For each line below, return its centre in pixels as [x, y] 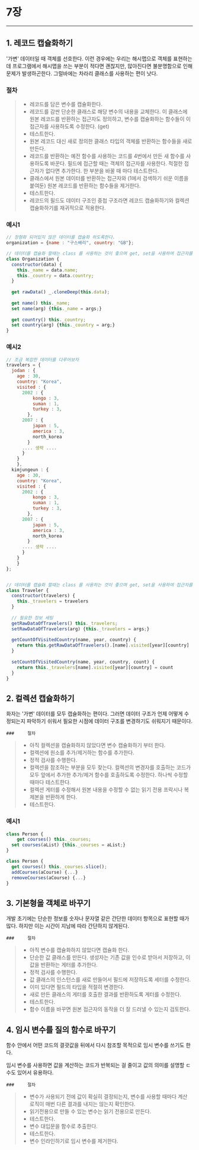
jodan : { [23, 371]
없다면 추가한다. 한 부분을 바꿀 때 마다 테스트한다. [102, 171]
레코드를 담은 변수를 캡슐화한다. [66, 104]
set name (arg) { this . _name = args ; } [57, 309]
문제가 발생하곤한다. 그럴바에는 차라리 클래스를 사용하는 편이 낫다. [82, 73]
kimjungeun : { [30, 470]
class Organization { [33, 259]
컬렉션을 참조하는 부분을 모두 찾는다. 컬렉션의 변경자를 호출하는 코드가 [110, 767]
